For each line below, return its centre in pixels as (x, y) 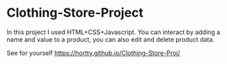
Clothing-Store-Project (75, 13)
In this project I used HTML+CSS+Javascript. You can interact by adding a (113, 32)
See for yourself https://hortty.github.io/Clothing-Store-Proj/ (93, 53)
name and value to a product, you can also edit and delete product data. (111, 39)
